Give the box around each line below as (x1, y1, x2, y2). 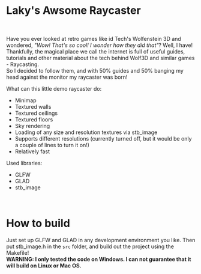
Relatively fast (14, 148, 50, 155)
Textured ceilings (14, 109, 58, 117)
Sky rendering (14, 122, 50, 129)
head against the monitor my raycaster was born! (6, 73, 128, 81)
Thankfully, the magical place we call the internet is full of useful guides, (6, 47, 185, 55)
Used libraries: (6, 159, 43, 166)
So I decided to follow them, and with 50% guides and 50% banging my (6, 67, 184, 74)
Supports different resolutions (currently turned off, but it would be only (14, 135, 192, 142)
